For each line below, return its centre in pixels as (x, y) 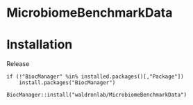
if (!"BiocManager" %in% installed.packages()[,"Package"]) (95, 77)
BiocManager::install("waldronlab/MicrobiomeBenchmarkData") (97, 95)
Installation (40, 45)
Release (18, 64)
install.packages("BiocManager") (67, 83)
